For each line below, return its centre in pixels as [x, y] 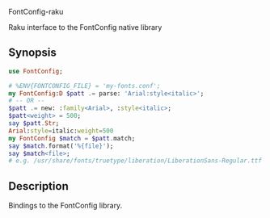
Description [38, 186]
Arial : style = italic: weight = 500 [61, 131]
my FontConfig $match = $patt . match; [72, 138]
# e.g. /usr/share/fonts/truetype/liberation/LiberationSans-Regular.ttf [135, 161]
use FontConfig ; [36, 71]
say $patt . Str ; [34, 124]
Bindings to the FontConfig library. [65, 206]
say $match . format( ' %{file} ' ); [61, 146]
